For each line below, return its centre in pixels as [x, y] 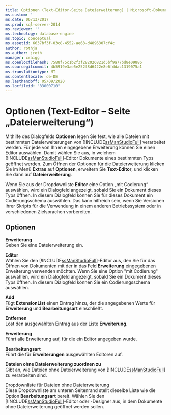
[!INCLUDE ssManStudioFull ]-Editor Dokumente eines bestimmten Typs [79, 158]
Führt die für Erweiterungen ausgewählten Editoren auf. [64, 354]
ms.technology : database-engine [39, 34]
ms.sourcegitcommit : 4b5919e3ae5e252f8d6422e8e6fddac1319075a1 [74, 67]
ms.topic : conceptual [28, 39]
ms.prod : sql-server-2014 [33, 24]
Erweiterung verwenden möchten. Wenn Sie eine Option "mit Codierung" [82, 271]
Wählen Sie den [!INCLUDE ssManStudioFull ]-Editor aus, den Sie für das [80, 261]
